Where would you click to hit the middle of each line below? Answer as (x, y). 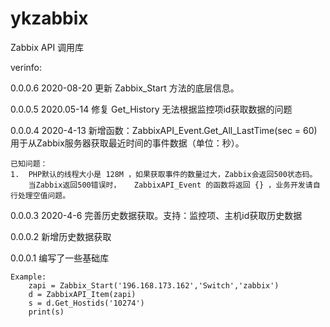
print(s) (46, 312)
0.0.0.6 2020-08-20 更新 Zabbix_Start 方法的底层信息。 (125, 88)
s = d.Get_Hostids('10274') (86, 303)
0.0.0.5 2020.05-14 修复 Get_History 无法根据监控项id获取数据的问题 (151, 109)
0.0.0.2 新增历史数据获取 (61, 236)
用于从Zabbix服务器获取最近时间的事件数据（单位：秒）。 (127, 143)
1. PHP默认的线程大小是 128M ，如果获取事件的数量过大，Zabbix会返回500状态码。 (164, 174)
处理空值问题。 (44, 195)
